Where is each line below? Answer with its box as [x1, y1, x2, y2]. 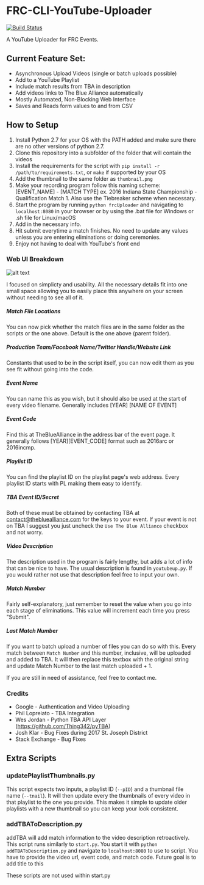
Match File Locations [6, 308, 61, 315]
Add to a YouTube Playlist [15, 76, 80, 83]
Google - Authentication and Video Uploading [15, 703, 130, 710]
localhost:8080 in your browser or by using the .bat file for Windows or [15, 207, 194, 214]
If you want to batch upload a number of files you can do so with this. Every [6, 643, 196, 650]
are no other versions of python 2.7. [15, 142, 105, 150]
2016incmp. [6, 443, 36, 451]
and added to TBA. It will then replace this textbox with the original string [6, 655, 189, 663]
